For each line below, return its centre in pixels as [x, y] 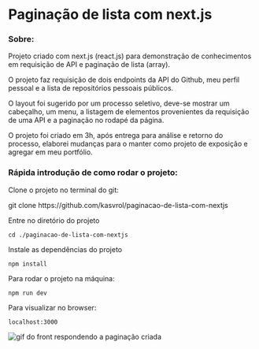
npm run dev [28, 293]
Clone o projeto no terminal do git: [64, 190]
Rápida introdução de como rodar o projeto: [93, 173]
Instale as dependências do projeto [65, 249]
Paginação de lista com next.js [110, 15]
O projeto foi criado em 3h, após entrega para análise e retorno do [116, 136]
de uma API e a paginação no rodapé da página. [86, 121]
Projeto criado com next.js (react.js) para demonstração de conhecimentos [130, 56]
